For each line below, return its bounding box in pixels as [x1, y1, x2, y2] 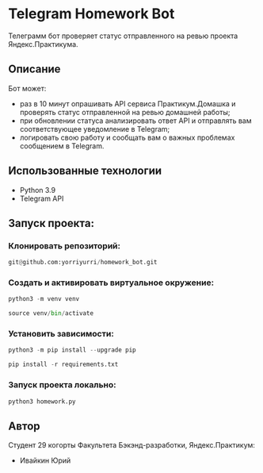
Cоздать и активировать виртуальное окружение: [8, 277, 215, 288]
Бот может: [8, 83, 47, 93]
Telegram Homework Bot [8, 5, 175, 23]
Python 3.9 [19, 185, 56, 194]
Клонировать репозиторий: [8, 240, 121, 251]
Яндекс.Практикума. [8, 39, 78, 48]
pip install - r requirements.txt [8, 360, 119, 369]
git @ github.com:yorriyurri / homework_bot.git [8, 259, 158, 267]
